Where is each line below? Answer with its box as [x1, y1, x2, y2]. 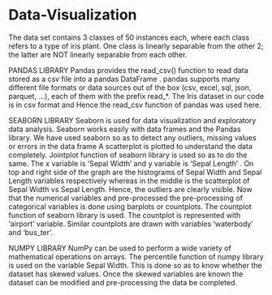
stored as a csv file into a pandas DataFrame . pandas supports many [8, 74, 240, 83]
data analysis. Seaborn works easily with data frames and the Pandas [8, 124, 241, 134]
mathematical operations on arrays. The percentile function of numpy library [8, 251, 264, 261]
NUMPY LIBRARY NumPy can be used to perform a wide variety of [8, 243, 231, 253]
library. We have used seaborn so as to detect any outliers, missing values [8, 132, 257, 143]
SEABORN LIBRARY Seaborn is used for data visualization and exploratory [8, 115, 257, 125]
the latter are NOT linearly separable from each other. [8, 49, 188, 59]
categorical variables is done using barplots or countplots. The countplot [8, 201, 252, 212]
